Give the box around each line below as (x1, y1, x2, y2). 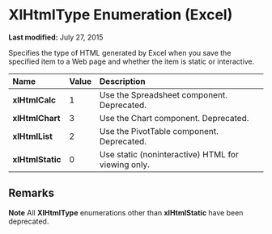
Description (100, 75, 146, 86)
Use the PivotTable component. (100, 125, 219, 136)
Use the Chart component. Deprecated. (100, 112, 249, 123)
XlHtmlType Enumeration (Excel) (8, 6, 233, 24)
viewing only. (100, 159, 150, 170)
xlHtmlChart (12, 112, 61, 123)
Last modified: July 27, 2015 (8, 32, 104, 42)
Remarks (8, 186, 55, 200)
